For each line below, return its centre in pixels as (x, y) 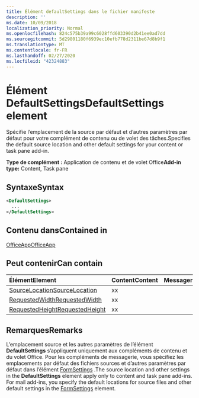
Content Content (135, 280)
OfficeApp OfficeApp (31, 245)
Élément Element (33, 280)
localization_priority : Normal (45, 28)
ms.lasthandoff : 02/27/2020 (41, 56)
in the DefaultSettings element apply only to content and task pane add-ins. (99, 376)
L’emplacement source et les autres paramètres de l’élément (80, 345)
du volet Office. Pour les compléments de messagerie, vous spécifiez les (95, 357)
